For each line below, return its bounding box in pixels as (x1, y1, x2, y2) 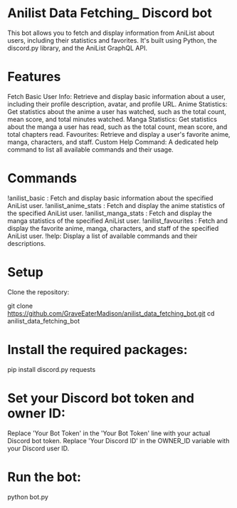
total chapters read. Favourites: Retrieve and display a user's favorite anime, (7, 130, 231, 138)
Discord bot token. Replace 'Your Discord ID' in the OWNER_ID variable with (7, 436, 230, 445)
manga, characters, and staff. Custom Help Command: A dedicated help (7, 138, 218, 146)
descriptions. (7, 239, 46, 247)
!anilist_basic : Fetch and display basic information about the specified (7, 194, 214, 202)
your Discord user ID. (7, 444, 70, 452)
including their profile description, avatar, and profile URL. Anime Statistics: (7, 100, 228, 108)
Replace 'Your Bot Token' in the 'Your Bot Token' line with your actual (7, 429, 211, 437)
